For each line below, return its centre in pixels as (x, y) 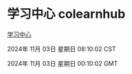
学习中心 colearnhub (66, 14)
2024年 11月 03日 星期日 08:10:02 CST (62, 49)
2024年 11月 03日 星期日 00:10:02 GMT (63, 63)
